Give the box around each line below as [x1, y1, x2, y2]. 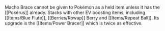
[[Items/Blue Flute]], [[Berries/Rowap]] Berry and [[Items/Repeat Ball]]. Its [5, 15, 159, 20]
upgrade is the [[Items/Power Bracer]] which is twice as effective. [5, 20, 143, 26]
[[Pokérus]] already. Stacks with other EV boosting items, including [5, 9, 146, 15]
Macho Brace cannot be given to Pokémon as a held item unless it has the [5, 4, 160, 10]
